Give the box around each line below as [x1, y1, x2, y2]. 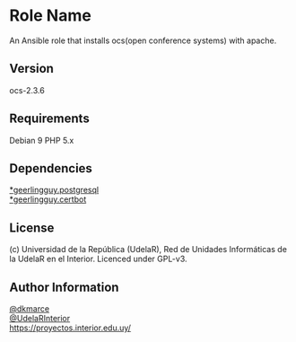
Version [9, 61, 54, 76]
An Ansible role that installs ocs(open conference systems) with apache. [9, 35, 277, 46]
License [9, 220, 55, 235]
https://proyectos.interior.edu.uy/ [9, 322, 132, 333]
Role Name [9, 5, 91, 26]
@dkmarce [9, 303, 50, 314]
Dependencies [9, 161, 92, 176]
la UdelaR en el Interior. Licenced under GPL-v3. [9, 253, 187, 265]
